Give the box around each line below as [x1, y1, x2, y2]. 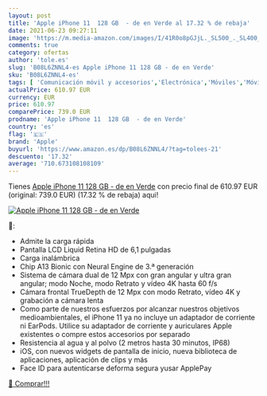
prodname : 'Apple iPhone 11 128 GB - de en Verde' [8, 116, 187, 124]
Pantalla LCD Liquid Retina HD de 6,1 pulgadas [19, 245, 172, 255]
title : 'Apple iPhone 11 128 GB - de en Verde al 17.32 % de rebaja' [8, 19, 250, 27]
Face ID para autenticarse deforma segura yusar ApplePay [19, 363, 212, 373]
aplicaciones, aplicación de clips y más [19, 355, 149, 365]
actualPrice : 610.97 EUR [8, 85, 91, 94]
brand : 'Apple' [8, 137, 59, 146]
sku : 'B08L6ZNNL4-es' [8, 71, 80, 79]
